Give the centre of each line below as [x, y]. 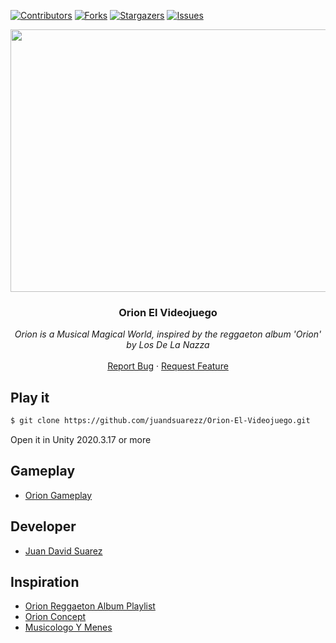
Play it [30, 397]
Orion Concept [55, 617]
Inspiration [45, 582]
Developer [43, 526]
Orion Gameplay [58, 495]
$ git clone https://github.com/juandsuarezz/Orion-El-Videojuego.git [160, 421]
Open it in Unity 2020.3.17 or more [81, 439]
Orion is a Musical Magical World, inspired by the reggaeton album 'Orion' [168, 334]
